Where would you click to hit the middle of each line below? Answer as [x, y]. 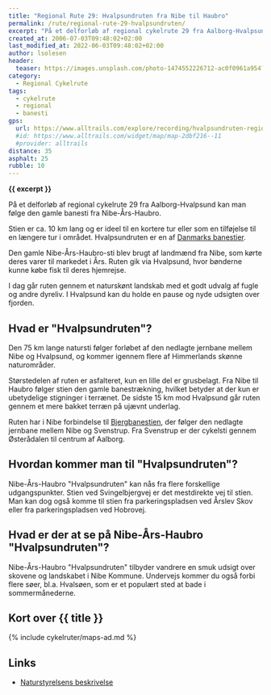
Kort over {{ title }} [56, 618]
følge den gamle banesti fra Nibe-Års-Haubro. [85, 213]
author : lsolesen [38, 53]
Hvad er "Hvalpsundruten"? [80, 328]
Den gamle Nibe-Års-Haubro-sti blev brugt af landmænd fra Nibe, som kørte [135, 253]
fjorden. [21, 303]
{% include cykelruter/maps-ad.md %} [73, 638]
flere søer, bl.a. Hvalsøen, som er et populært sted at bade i [107, 584]
